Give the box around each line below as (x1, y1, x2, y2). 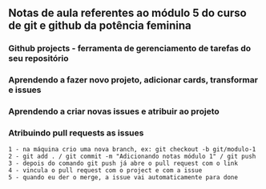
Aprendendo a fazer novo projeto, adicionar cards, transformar (8, 74, 259, 86)
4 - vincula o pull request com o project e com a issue (8, 167, 203, 175)
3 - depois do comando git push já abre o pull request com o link (8, 159, 239, 167)
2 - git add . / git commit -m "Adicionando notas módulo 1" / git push (8, 152, 256, 161)
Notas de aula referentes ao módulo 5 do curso (8, 6, 247, 20)
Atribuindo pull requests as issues (8, 127, 144, 139)
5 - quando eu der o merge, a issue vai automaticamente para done (8, 174, 239, 182)
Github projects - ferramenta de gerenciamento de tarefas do (8, 43, 252, 54)
